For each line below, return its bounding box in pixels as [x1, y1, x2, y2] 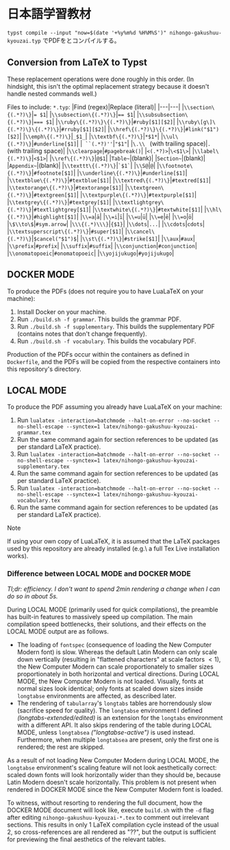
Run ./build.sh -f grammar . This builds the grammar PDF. [16, 315, 181, 323]
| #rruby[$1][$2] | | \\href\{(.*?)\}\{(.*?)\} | [59, 124, 186, 133]
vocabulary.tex [16, 497, 61, 504]
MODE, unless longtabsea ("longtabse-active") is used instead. [16, 728, 195, 736]
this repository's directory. [7, 365, 82, 373]
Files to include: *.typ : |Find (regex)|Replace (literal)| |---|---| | [7, 102, 185, 111]
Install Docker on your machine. [16, 307, 107, 316]
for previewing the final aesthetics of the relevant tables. [7, 835, 166, 843]
